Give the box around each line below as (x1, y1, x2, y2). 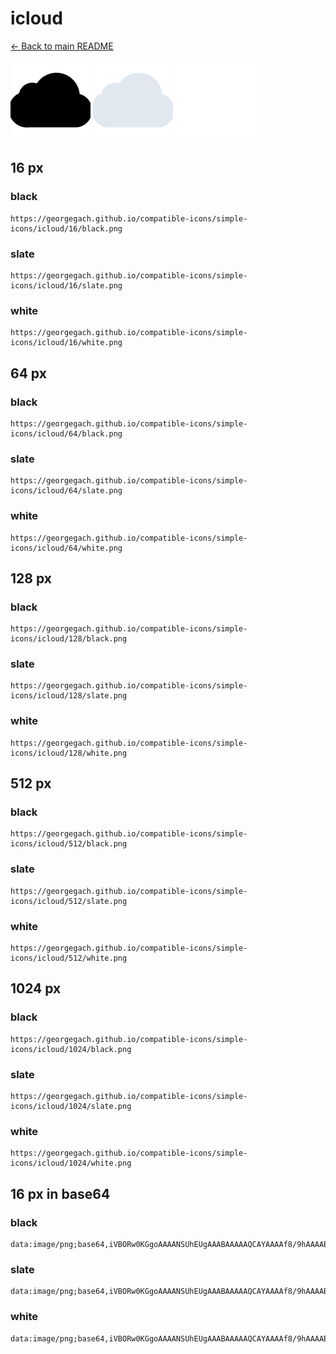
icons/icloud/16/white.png (10, 338, 123, 348)
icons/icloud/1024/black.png (10, 1044, 132, 1054)
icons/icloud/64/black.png (10, 428, 123, 439)
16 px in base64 (10, 1185, 111, 1202)
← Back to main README (10, 40, 114, 52)
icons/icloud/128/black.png (10, 634, 128, 644)
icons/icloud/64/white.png (10, 543, 123, 553)
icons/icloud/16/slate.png (10, 280, 123, 291)
